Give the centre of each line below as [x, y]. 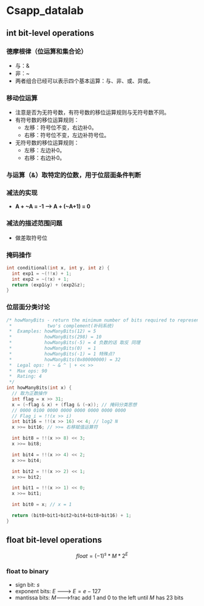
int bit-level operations [50, 33]
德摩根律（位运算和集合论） [47, 51]
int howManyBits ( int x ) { [39, 388]
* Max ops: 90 [28, 371]
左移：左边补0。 [45, 150]
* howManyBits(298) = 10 [55, 337]
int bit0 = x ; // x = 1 [42, 505]
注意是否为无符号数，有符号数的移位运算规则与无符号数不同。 [92, 112]
